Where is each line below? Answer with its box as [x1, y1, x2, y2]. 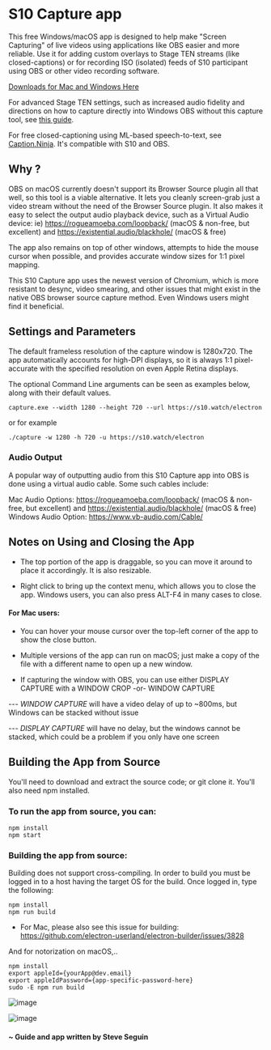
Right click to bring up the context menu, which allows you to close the [19, 580, 256, 591]
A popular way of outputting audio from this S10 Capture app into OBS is [8, 470, 249, 480]
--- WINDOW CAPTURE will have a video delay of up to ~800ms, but [8, 699, 237, 708]
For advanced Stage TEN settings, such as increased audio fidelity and [8, 97, 245, 107]
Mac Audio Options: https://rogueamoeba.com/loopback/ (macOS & [8, 495, 235, 504]
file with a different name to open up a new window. [19, 659, 193, 669]
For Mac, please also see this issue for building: [19, 922, 180, 932]
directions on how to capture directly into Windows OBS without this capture [8, 106, 264, 116]
